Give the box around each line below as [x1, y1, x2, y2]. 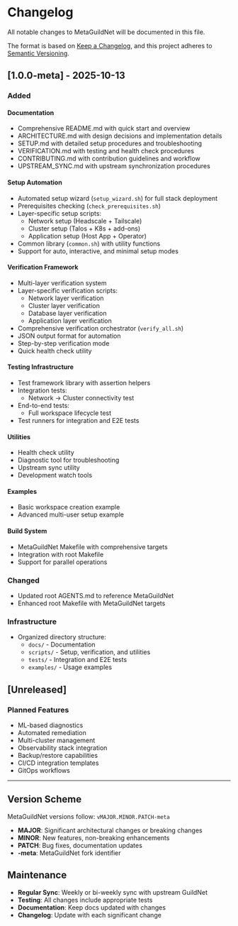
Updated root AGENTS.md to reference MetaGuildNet [17, 591, 174, 600]
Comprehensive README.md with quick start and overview [17, 124, 191, 133]
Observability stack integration [17, 743, 108, 752]
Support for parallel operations [17, 558, 108, 566]
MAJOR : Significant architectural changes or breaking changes [17, 826, 203, 834]
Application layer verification [28, 316, 112, 325]
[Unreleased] [7, 683, 67, 695]
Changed [7, 575, 40, 585]
